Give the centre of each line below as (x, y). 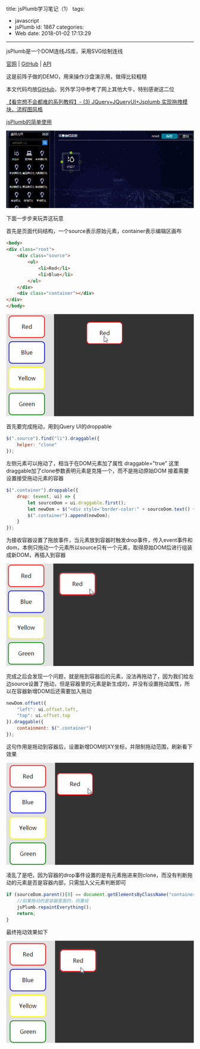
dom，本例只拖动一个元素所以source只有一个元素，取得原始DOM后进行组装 (99, 547)
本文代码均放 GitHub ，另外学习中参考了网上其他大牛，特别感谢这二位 (90, 89)
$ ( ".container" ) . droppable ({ (42, 490)
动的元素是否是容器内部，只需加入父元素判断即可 (66, 883)
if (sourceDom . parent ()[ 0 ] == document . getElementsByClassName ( (87, 895)
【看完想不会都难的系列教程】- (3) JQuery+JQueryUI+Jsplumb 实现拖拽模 (97, 102)
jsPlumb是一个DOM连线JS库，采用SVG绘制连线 (65, 51)
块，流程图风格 (24, 109)
